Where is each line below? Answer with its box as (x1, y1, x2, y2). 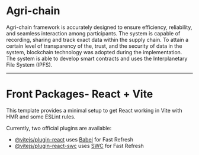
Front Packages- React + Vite (6, 87, 153, 101)
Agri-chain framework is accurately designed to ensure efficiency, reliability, (6, 24, 192, 31)
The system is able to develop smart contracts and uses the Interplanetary (6, 55, 188, 62)
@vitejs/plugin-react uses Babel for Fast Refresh (14, 136, 134, 143)
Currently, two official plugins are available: (6, 124, 112, 131)
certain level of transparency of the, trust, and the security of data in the (6, 42, 182, 50)
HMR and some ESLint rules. (6, 113, 76, 120)
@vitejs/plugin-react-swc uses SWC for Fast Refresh (14, 142, 144, 149)
